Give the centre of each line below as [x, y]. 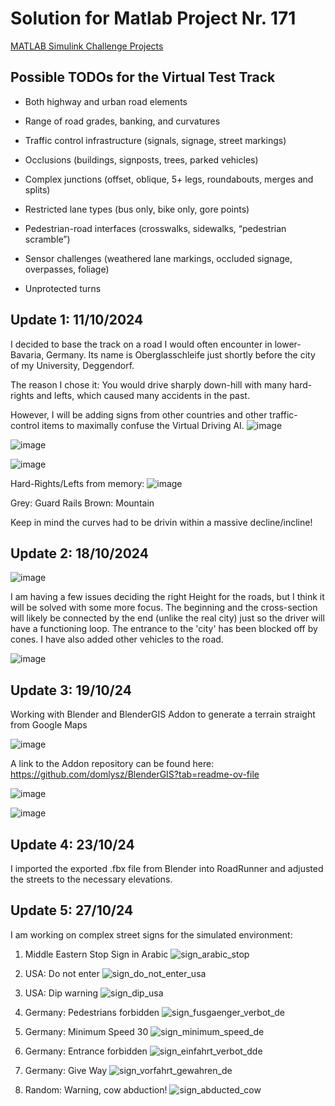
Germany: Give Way [66, 1070]
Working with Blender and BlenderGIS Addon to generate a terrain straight [163, 714]
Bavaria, [27, 354]
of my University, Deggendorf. [72, 365]
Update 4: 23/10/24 [72, 844]
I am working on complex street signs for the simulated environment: [151, 934]
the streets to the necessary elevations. [91, 879]
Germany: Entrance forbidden [86, 1051]
